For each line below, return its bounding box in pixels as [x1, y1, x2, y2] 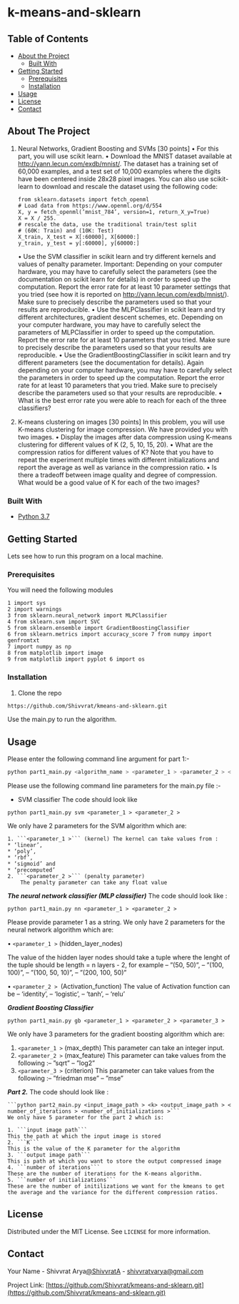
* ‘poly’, [7, 848, 37, 855]
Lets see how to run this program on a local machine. [7, 551, 164, 560]
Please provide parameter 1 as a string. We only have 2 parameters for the [7, 918, 225, 927]
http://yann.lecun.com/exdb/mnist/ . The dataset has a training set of [17, 159, 219, 168]
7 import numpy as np [7, 643, 72, 651]
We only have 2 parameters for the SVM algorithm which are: [7, 822, 187, 830]
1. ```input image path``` [7, 1126, 88, 1134]
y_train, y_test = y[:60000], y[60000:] [17, 240, 140, 247]
